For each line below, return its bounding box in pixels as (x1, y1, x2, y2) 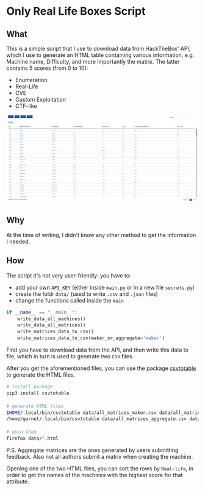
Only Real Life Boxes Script (6, 4, 146, 18)
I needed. (6, 238, 31, 245)
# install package (6, 384, 53, 390)
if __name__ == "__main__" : (6, 309, 78, 315)
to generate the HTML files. (6, 371, 76, 379)
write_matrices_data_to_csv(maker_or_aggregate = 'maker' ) (17, 335, 165, 341)
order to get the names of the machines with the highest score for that (6, 471, 183, 478)
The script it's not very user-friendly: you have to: (6, 271, 131, 279)
